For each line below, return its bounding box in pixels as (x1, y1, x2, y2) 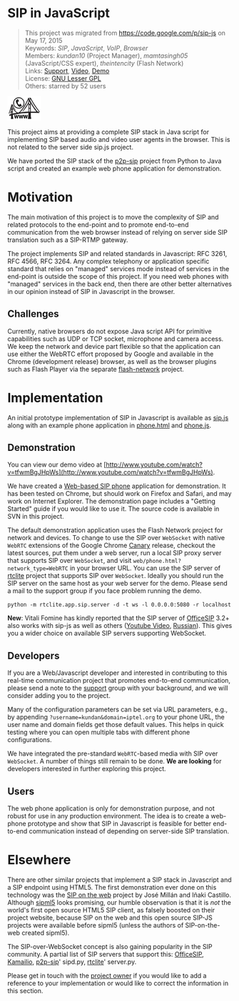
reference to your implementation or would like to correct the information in (7, 979, 229, 987)
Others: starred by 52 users (24, 81, 106, 90)
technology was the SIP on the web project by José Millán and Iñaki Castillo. (7, 890, 232, 899)
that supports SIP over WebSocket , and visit (7, 557, 132, 565)
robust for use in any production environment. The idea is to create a (7, 812, 210, 820)
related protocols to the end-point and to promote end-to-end (7, 220, 189, 229)
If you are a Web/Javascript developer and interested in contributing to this (7, 669, 228, 677)
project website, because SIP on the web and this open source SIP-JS (7, 913, 213, 922)
